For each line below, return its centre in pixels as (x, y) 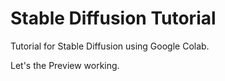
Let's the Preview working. (65, 65)
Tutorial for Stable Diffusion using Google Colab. (110, 46)
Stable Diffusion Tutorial (113, 18)
